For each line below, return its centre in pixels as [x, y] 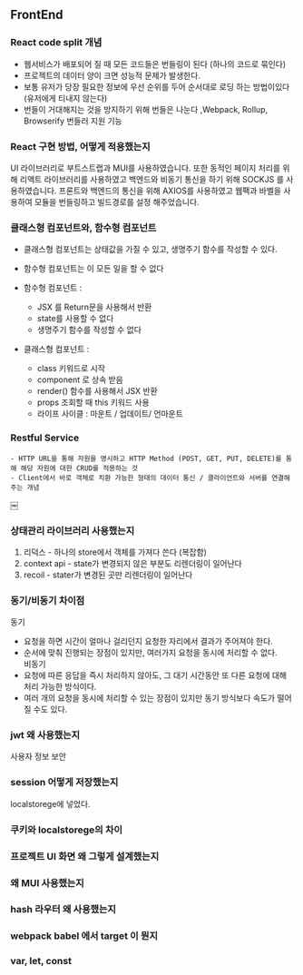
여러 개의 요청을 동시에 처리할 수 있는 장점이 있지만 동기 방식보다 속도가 [149, 698]
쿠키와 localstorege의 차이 [67, 830]
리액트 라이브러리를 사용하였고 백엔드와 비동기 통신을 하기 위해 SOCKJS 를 [152, 179]
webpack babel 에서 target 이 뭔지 [84, 936]
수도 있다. [50, 709]
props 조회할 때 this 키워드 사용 [93, 402]
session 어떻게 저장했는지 [64, 783]
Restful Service [45, 438]
